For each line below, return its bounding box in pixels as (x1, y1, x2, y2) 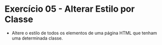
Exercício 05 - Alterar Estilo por (4, 3, 135, 15)
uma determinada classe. (11, 35, 63, 41)
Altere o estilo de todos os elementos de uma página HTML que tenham (11, 30, 158, 36)
